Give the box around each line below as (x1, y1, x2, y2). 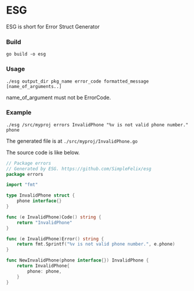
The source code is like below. (6, 149, 80, 156)
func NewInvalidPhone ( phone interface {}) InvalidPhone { (6, 257, 149, 263)
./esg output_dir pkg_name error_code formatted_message (6, 78, 149, 84)
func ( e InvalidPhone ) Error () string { (6, 236, 104, 242)
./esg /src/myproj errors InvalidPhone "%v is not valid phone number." (6, 122, 189, 127)
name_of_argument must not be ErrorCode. (6, 94, 111, 101)
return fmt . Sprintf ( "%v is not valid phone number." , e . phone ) (17, 241, 176, 247)
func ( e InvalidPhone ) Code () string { (6, 214, 101, 220)
